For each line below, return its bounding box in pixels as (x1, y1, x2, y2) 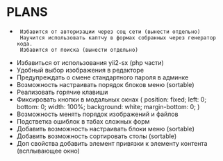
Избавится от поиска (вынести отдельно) (19, 46, 139, 53)
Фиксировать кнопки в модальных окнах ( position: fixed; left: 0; (16, 95, 206, 104)
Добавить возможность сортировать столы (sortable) (16, 132, 177, 140)
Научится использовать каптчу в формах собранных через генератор (19, 34, 216, 41)
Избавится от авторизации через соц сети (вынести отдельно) (19, 28, 201, 35)
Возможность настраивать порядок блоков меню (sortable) (16, 80, 195, 88)
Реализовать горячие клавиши (16, 88, 108, 96)
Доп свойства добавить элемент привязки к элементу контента (16, 139, 208, 147)
